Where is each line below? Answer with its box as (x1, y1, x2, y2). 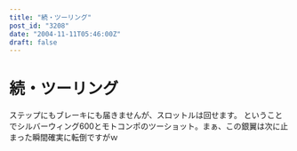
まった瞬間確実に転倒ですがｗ (9, 132, 118, 143)
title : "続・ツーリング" (9, 12, 92, 22)
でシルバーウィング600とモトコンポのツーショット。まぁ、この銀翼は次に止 (9, 121, 289, 131)
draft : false (9, 37, 58, 47)
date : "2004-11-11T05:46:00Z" (9, 29, 122, 38)
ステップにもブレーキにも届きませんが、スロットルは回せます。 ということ (9, 110, 283, 121)
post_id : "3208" (9, 21, 69, 30)
